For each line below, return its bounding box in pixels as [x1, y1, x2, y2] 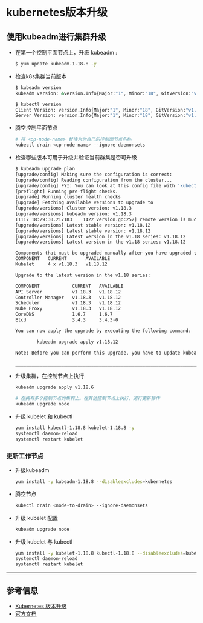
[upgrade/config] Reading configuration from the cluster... [14, 177, 173, 183]
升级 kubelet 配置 [14, 514, 59, 521]
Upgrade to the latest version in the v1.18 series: [14, 272, 151, 278]
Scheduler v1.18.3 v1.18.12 [14, 300, 121, 306]
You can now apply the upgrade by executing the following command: [14, 328, 192, 334]
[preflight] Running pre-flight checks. [14, 188, 118, 195]
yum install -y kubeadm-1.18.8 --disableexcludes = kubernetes [14, 478, 173, 485]
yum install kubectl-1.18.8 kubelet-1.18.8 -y [14, 425, 135, 431]
